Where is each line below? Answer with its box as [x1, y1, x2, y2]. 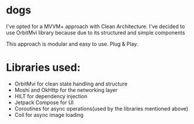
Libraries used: [6, 61, 81, 74]
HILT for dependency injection [14, 92, 88, 99]
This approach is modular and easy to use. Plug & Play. [6, 40, 138, 47]
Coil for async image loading [14, 111, 84, 118]
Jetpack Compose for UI [14, 99, 74, 106]
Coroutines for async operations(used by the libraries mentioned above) [14, 105, 189, 112]
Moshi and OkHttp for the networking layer [14, 86, 118, 94]
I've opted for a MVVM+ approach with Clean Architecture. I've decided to [6, 23, 185, 30]
